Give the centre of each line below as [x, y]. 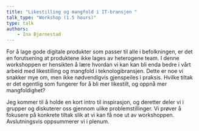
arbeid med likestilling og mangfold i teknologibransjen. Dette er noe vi [95, 71]
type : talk [20, 23]
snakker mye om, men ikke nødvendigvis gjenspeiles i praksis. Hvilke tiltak [100, 78]
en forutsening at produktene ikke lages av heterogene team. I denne [93, 58]
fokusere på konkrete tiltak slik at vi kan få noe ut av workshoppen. [90, 115]
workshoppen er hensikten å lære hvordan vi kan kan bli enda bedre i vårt [99, 65]
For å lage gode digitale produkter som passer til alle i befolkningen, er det [100, 52]
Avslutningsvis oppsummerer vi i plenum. [58, 121]
